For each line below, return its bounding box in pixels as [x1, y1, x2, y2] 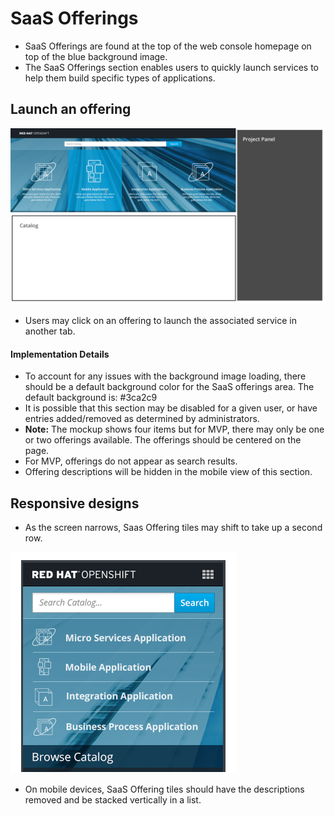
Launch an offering [10, 101, 132, 118]
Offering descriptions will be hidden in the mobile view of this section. [24, 466, 313, 478]
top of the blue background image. [24, 50, 168, 62]
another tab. [24, 325, 76, 337]
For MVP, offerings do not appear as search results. [24, 455, 238, 467]
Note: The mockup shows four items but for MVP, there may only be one [24, 423, 325, 436]
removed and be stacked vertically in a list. [24, 794, 202, 806]
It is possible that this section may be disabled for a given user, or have [24, 402, 318, 414]
